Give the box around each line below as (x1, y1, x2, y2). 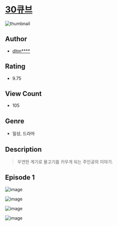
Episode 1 (5, 173, 35, 182)
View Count (5, 89, 42, 98)
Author (5, 35, 27, 43)
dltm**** (12, 48, 30, 54)
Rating (5, 62, 26, 71)
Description (5, 145, 42, 154)
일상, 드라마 (12, 130, 35, 136)
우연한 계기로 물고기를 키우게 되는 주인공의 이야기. (17, 159, 113, 164)
